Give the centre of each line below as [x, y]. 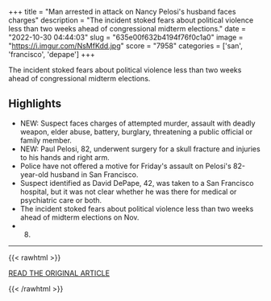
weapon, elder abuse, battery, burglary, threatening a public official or [136, 131]
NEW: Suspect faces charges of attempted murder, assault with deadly [138, 123]
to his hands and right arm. [65, 157]
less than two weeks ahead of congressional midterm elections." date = [127, 29]
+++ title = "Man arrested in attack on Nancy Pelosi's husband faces [122, 12]
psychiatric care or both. [61, 200]
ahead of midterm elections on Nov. [79, 217]
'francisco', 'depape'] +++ [52, 54]
